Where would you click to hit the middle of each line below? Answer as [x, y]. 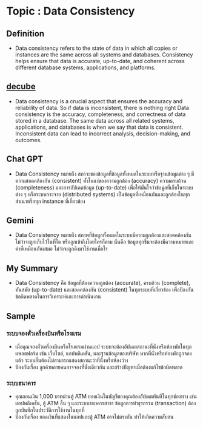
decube [21, 87]
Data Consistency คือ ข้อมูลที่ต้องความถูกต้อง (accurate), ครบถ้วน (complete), [103, 283]
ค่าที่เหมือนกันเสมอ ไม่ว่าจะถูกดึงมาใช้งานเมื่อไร [61, 249]
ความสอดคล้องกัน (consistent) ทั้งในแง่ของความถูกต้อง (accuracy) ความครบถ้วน [101, 180]
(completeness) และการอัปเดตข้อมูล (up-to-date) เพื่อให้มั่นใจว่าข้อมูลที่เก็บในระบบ [104, 187]
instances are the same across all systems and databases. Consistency [104, 55]
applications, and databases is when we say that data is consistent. [99, 127]
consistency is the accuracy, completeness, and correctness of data [100, 114]
